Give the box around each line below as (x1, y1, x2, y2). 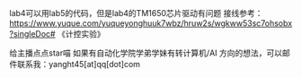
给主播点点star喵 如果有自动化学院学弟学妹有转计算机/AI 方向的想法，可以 (9, 48, 283, 58)
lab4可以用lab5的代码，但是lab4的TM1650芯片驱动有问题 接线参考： (9, 8, 263, 18)
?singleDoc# (9, 29, 56, 39)
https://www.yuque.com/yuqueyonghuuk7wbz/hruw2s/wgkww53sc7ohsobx (9, 18, 293, 29)
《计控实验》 (57, 29, 105, 39)
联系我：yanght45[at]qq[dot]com (16, 59, 141, 69)
